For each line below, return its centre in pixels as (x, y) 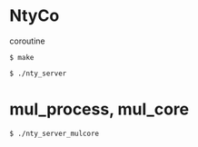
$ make (22, 57)
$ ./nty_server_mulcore (54, 133)
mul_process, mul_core (99, 109)
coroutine (27, 41)
